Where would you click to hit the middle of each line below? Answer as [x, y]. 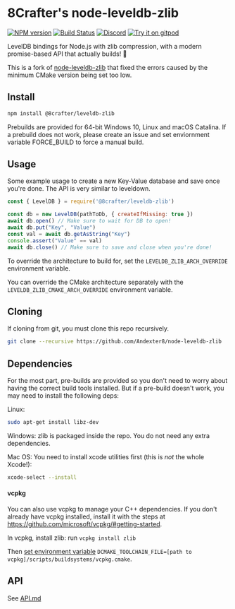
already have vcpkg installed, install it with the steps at [86, 516]
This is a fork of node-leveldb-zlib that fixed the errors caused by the [108, 67]
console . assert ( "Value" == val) [55, 241]
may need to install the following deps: [63, 396]
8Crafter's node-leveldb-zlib [93, 13]
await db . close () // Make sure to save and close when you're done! [110, 247]
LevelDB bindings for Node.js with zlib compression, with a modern [104, 46]
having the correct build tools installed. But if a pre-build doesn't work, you [116, 388]
